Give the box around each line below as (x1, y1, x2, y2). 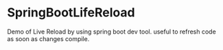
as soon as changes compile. (7, 34, 90, 42)
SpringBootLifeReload (7, 5, 135, 21)
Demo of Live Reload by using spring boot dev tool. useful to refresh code (7, 27, 216, 36)
